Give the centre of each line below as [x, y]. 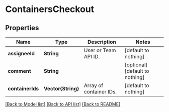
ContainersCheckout [50, 9]
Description [102, 42]
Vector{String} [61, 89]
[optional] [136, 65]
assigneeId [21, 53]
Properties [22, 28]
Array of [94, 85]
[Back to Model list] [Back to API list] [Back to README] [63, 104]
